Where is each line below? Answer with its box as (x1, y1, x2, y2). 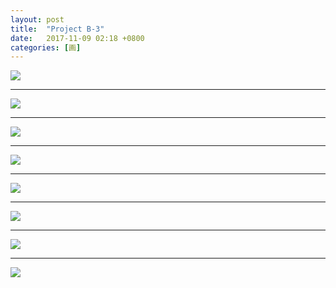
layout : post (10, 14, 65, 25)
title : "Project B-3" (10, 24, 105, 34)
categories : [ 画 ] (10, 42, 82, 53)
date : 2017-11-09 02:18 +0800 (10, 33, 145, 43)
